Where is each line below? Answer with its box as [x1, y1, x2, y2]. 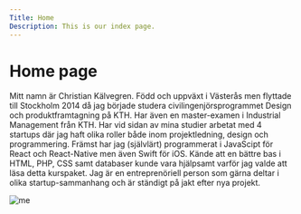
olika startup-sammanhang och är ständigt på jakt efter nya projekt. [9, 178, 260, 189]
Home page [9, 61, 98, 82]
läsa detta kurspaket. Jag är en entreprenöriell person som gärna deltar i [9, 168, 280, 179]
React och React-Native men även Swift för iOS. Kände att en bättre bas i [9, 149, 282, 160]
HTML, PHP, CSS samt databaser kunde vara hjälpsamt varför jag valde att [9, 158, 287, 169]
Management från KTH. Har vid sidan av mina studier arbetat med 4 [9, 120, 262, 131]
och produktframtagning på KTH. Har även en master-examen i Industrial [9, 110, 281, 121]
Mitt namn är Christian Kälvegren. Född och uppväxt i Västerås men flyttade [9, 91, 292, 102]
